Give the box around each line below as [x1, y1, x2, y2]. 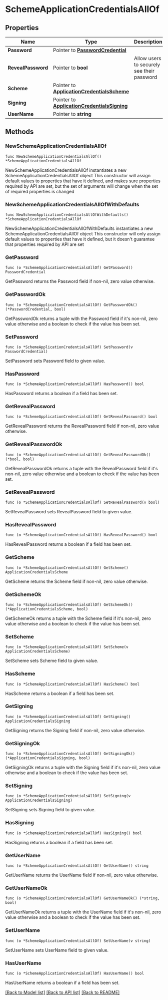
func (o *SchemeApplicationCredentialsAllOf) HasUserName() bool [5, 970, 144, 976]
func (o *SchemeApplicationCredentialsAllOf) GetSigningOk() [5, 751, 135, 757]
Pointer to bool [52, 64, 88, 71]
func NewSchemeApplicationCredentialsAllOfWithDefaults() [5, 212, 128, 217]
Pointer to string [52, 111, 91, 117]
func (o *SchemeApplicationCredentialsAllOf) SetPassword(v [5, 345, 133, 350]
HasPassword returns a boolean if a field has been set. [5, 391, 118, 397]
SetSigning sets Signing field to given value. [5, 807, 96, 813]
